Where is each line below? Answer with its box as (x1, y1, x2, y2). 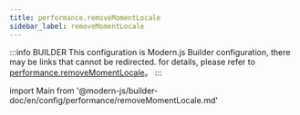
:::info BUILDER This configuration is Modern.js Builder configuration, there (9, 46, 291, 57)
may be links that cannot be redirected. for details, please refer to (9, 56, 255, 67)
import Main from (9, 85, 75, 96)
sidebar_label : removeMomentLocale (9, 22, 145, 31)
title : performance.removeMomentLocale (9, 13, 161, 23)
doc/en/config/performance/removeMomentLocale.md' (9, 94, 219, 105)
